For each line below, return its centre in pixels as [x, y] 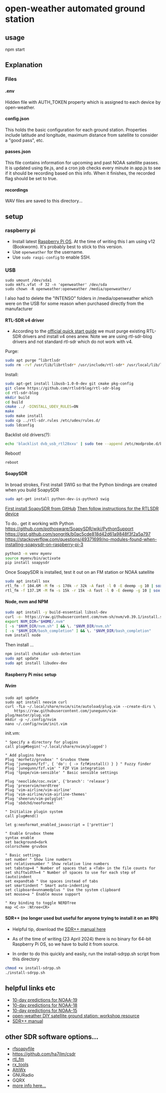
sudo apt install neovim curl [36, 702]
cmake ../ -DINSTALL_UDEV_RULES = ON [42, 407]
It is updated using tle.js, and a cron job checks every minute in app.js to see [83, 168]
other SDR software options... [52, 1037]
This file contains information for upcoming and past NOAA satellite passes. [82, 162]
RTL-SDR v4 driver [25, 320]
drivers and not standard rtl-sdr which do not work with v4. [72, 342]
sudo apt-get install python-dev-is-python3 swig [57, 499]
